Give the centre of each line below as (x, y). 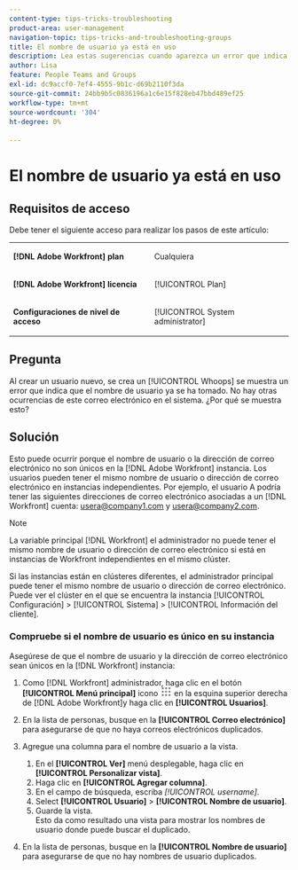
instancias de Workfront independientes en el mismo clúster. (120, 559)
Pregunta (35, 360)
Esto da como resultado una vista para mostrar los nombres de (150, 819)
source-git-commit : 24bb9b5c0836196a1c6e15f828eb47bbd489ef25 (126, 93)
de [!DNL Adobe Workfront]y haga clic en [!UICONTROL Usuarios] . (145, 702)
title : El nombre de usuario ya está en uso (93, 47)
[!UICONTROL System (194, 312)
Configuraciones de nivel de (67, 312)
